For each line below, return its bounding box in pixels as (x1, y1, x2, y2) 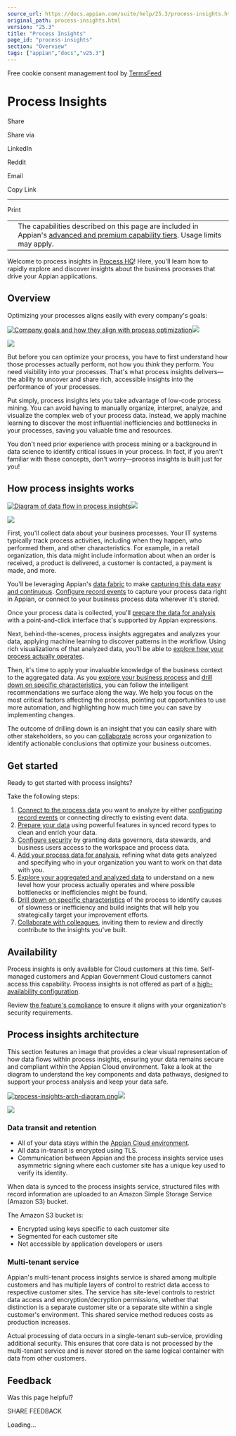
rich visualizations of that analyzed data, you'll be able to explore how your (7, 645, 224, 653)
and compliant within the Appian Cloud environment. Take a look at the (7, 1062, 212, 1071)
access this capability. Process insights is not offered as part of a (7, 980, 196, 989)
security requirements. (7, 1008, 73, 1017)
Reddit (7, 158, 27, 166)
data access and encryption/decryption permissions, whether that (7, 1296, 199, 1304)
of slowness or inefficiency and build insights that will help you (17, 903, 199, 912)
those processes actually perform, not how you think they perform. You (7, 360, 214, 369)
